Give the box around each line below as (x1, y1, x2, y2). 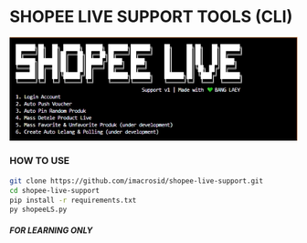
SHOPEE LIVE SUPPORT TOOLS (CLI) (9, 6, 293, 27)
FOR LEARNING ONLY (9, 225, 93, 236)
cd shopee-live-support (9, 186, 101, 195)
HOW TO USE (9, 155, 70, 167)
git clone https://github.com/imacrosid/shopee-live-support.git (9, 176, 263, 186)
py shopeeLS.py (9, 205, 68, 215)
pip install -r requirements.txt (9, 196, 137, 205)
